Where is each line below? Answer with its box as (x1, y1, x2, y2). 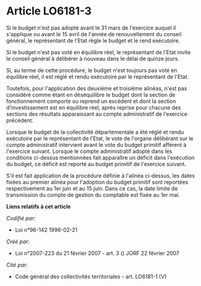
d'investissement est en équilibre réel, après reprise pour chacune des (6, 104, 181, 111)
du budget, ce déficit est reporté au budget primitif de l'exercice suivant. (6, 160, 187, 167)
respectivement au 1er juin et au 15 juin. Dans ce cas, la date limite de (6, 185, 178, 192)
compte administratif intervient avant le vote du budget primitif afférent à (6, 141, 187, 148)
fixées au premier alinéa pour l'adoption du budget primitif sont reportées (6, 178, 188, 185)
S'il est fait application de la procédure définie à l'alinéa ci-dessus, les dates (6, 172, 195, 179)
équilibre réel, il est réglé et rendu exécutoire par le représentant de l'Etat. (6, 73, 189, 80)
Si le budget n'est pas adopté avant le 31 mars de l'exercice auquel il (6, 24, 176, 31)
